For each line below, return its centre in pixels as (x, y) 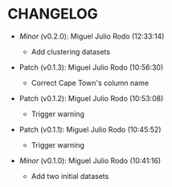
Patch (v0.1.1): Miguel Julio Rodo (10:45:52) (90, 129)
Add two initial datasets (70, 176)
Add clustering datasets (70, 51)
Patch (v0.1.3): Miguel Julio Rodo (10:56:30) (91, 67)
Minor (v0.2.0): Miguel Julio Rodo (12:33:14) (92, 36)
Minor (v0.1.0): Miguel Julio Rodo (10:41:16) (90, 161)
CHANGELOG (53, 14)
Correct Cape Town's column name (90, 83)
